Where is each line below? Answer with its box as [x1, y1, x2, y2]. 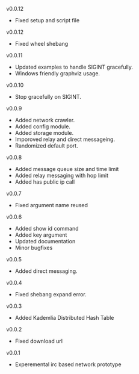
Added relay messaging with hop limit [14, 172, 109, 179]
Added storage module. [14, 129, 74, 136]
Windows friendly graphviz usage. [14, 70, 100, 77]
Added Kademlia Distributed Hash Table [14, 314, 114, 321]
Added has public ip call [14, 178, 75, 185]
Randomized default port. [14, 142, 78, 149]
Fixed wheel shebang [14, 40, 69, 47]
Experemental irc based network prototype [14, 361, 122, 368]
